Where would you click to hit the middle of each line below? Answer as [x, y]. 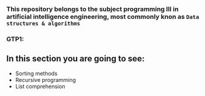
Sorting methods [36, 73]
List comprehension [40, 86]
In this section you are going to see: [76, 59]
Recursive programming [46, 80]
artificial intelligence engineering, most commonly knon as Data [103, 16]
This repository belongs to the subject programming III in [92, 9]
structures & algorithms [43, 23]
